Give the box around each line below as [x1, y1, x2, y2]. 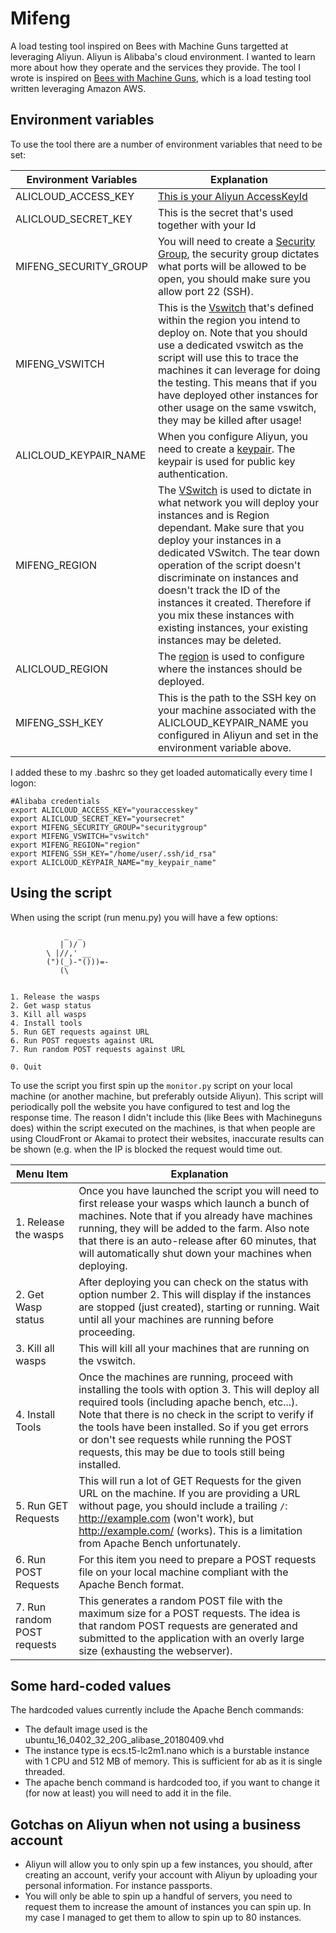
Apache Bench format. [78, 1577, 185, 1591]
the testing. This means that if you [157, 375, 318, 389]
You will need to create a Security [157, 234, 316, 248]
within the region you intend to [157, 313, 301, 327]
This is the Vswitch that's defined [157, 300, 314, 314]
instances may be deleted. [157, 633, 282, 647]
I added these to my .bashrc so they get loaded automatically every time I [10, 766, 313, 778]
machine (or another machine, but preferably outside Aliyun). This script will [10, 1090, 324, 1102]
